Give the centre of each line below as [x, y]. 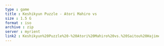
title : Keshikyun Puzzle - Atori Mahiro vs [51, 14]
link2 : [13, 36]
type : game [17, 9]
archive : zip [20, 27]
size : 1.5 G [18, 18]
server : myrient [23, 32]
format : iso [18, 23]
